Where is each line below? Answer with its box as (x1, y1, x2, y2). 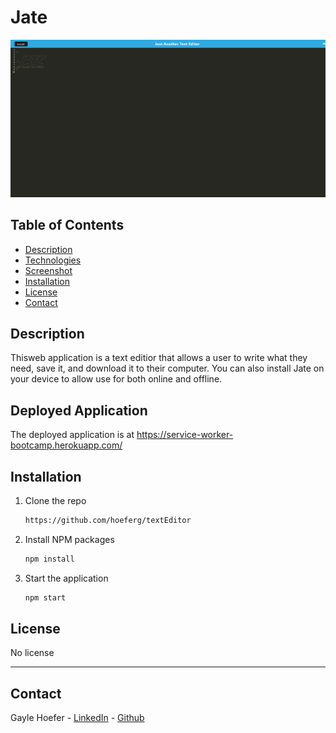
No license (10, 647, 55, 659)
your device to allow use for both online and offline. (10, 373, 223, 385)
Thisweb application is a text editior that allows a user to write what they (10, 352, 308, 364)
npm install (24, 554, 75, 564)
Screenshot (24, 264, 73, 276)
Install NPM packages (24, 533, 115, 545)
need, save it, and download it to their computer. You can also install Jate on (10, 362, 325, 375)
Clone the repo (24, 494, 87, 506)
